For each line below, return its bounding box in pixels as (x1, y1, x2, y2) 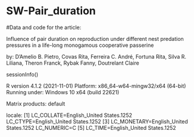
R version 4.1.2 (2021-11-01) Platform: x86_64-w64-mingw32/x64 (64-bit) (6, 82, 186, 90)
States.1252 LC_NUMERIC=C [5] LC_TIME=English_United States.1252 (6, 124, 177, 131)
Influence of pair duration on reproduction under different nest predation (6, 35, 184, 42)
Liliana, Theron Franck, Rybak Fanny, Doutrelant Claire (6, 59, 140, 66)
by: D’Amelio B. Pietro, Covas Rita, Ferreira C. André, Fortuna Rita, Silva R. (6, 53, 186, 60)
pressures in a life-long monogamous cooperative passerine (6, 42, 154, 49)
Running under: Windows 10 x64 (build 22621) (6, 88, 120, 95)
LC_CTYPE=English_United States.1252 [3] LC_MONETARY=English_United (6, 117, 189, 125)
